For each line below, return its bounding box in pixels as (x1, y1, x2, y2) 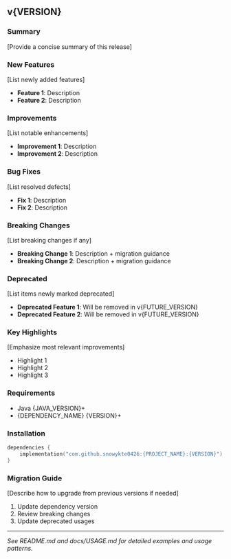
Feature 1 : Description (16, 88, 80, 96)
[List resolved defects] (7, 183, 71, 191)
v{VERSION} (7, 6, 62, 18)
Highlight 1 (16, 356, 47, 365)
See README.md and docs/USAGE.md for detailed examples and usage (7, 536, 212, 545)
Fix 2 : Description (16, 203, 67, 212)
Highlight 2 (16, 364, 49, 372)
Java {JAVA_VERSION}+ (16, 404, 86, 412)
